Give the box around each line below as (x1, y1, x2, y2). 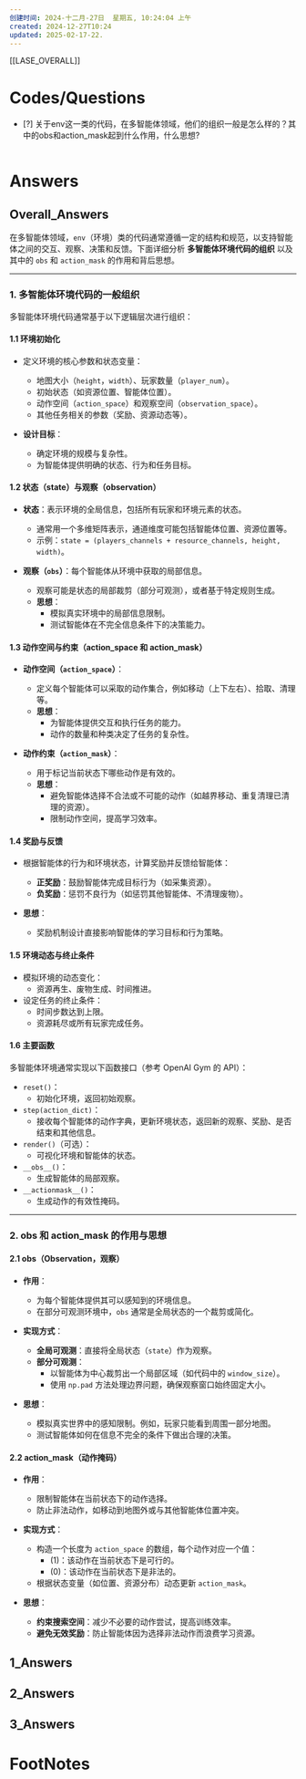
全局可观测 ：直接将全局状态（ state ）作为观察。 (36, 1345, 217, 1356)
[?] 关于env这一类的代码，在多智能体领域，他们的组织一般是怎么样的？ (22, 119, 289, 130)
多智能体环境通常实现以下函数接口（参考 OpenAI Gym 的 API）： (9, 1062, 249, 1073)
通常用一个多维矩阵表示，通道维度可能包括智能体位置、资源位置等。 (36, 524, 292, 535)
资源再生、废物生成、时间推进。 (36, 983, 157, 994)
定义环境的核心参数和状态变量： (22, 355, 143, 366)
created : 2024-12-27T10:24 (9, 22, 112, 31)
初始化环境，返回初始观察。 (36, 1092, 141, 1104)
